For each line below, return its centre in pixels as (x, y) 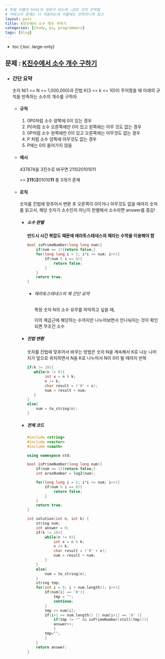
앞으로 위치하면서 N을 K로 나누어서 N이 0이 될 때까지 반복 (91, 358)
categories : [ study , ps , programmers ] (45, 28)
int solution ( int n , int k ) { (58, 519)
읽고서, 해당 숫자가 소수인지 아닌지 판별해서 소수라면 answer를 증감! (90, 210)
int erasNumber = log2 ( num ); (66, 474)
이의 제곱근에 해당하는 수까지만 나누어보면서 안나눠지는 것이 (92, 320)
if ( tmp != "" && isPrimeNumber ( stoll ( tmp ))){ (101, 620)
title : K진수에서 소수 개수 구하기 (36, 23)
